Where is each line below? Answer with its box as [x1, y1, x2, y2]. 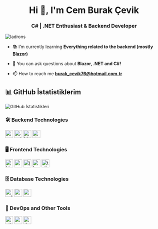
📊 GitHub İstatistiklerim [5, 88, 81, 96]
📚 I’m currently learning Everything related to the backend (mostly [12, 44, 153, 50]
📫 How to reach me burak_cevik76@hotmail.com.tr [12, 71, 122, 77]
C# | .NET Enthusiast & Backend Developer [31, 23, 137, 30]
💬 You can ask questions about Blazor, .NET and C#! [12, 61, 121, 67]
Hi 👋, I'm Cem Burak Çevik [29, 5, 139, 16]
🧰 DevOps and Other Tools [5, 205, 70, 212]
